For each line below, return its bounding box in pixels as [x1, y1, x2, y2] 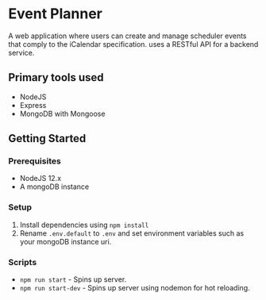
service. [8, 48, 35, 57]
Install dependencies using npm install [19, 220, 149, 229]
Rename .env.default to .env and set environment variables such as [19, 228, 245, 238]
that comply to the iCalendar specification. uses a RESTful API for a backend [8, 39, 259, 48]
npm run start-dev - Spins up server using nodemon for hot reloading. [19, 283, 250, 293]
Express [19, 100, 47, 110]
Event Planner [8, 5, 103, 23]
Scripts [8, 256, 37, 267]
